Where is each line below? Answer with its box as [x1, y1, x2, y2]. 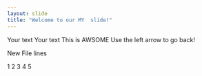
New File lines [7, 49, 47, 57]
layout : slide [7, 10, 48, 17]
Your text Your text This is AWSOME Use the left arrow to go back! [7, 35, 195, 44]
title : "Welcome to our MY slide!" [7, 17, 112, 23]
